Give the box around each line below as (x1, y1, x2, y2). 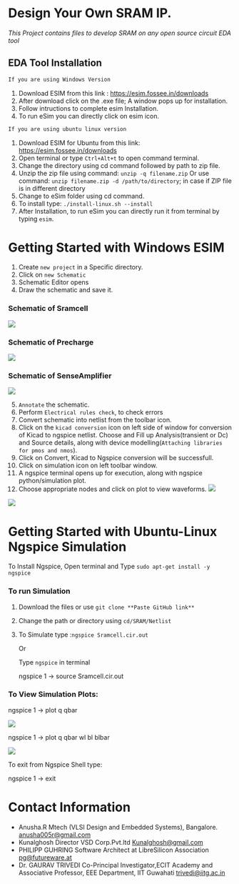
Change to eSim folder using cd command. (18, 192, 145, 200)
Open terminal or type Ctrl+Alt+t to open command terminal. (18, 154, 200, 162)
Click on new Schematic (18, 270, 86, 279)
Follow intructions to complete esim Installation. (18, 104, 159, 112)
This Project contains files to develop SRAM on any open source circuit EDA (8, 29, 231, 37)
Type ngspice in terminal (18, 657, 91, 666)
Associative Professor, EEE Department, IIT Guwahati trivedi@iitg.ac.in (18, 868, 225, 877)
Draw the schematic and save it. (18, 286, 113, 294)
